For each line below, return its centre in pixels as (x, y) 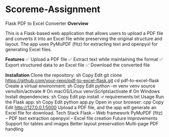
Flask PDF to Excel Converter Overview (47, 23)
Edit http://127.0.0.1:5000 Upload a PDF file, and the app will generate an (81, 107)
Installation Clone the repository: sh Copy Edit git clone (64, 75)
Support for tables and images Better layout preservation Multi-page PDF (82, 123)
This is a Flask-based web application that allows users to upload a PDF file (84, 33)
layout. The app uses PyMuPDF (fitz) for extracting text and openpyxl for (81, 44)
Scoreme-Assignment (53, 9)
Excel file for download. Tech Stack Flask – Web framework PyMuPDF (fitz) (84, 113)
